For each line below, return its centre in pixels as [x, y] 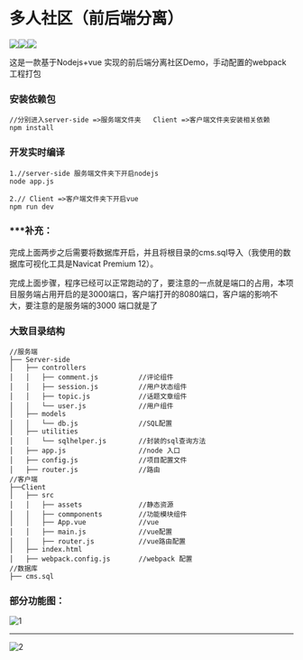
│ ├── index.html [46, 550]
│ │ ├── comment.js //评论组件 [92, 377]
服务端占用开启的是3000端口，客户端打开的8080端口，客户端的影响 [143, 293]
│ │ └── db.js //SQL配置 [91, 424]
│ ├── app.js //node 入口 [95, 451]
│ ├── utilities [44, 432]
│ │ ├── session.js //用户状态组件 [98, 387]
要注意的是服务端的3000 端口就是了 [92, 305]
